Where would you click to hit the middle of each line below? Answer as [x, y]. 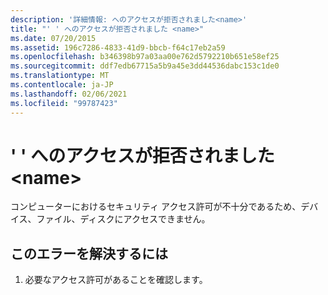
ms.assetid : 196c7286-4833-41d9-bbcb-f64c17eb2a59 [118, 47]
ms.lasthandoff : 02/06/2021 [69, 94]
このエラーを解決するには [89, 253]
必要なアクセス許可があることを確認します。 [116, 280]
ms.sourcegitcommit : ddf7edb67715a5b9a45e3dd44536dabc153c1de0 [145, 66]
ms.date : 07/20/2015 [53, 38]
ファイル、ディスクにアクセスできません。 [123, 219]
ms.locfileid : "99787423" [64, 103]
